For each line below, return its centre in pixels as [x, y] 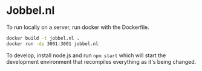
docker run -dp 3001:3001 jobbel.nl [52, 44]
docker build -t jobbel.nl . [43, 38]
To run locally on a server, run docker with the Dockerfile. [78, 27]
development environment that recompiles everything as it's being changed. [101, 61]
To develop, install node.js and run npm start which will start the [86, 55]
